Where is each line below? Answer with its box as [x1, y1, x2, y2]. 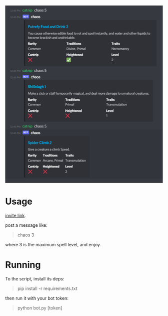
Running [5, 259, 41, 270]
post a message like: [5, 222, 47, 228]
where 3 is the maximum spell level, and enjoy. [5, 241, 101, 247]
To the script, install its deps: [5, 275, 64, 281]
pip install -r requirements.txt [17, 285, 77, 291]
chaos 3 [17, 232, 34, 238]
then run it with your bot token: [5, 295, 69, 301]
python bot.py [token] [17, 304, 62, 311]
